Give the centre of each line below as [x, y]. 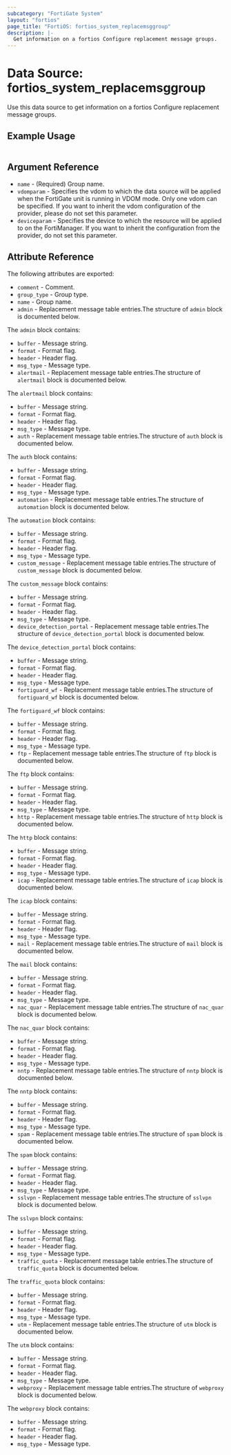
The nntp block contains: [42, 1091]
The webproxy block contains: [48, 1408]
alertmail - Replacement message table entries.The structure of [109, 372]
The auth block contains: [42, 456]
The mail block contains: [42, 964]
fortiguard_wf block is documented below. [78, 697]
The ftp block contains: [41, 773]
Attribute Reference [51, 257]
